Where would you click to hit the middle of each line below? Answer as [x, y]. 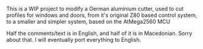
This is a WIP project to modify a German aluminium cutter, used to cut [95, 9]
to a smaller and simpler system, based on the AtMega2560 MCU [88, 21]
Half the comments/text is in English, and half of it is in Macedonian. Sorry [99, 33]
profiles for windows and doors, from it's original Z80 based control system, [102, 15]
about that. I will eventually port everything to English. [74, 40]
